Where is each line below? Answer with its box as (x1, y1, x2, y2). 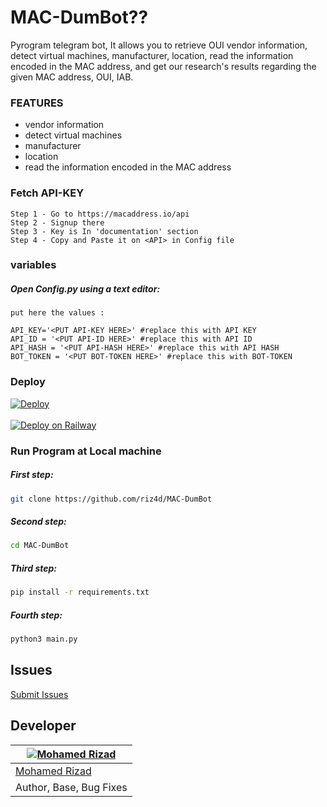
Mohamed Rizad (15, 764, 92, 778)
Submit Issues (10, 688, 69, 700)
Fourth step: (10, 609, 63, 621)
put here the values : (10, 308, 105, 318)
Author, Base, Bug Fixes (15, 780, 128, 794)
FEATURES (10, 96, 64, 110)
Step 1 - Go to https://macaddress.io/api (10, 209, 190, 219)
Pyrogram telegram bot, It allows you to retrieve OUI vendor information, (10, 39, 308, 51)
